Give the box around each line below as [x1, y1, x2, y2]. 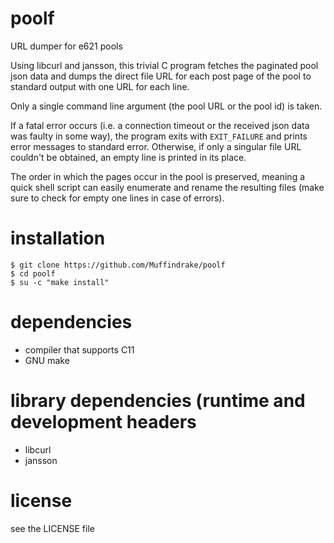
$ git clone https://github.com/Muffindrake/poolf [10, 260, 226, 270]
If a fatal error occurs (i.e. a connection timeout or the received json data [10, 119, 310, 131]
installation [10, 227, 106, 250]
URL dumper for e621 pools [10, 40, 123, 52]
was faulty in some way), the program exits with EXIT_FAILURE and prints [10, 130, 308, 142]
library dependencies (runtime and [10, 390, 306, 412]
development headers [10, 411, 197, 433]
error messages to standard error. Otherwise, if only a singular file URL [10, 140, 302, 152]
